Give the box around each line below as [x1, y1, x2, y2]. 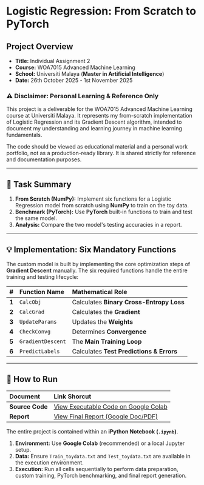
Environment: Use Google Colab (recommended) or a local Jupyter [15, 440, 185, 447]
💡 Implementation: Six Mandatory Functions [6, 244, 177, 255]
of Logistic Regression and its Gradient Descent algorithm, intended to [6, 118, 182, 125]
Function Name [19, 287, 65, 296]
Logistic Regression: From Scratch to [6, 4, 196, 18]
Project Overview [6, 41, 73, 52]
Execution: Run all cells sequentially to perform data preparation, [15, 465, 178, 472]
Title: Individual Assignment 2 [15, 58, 90, 64]
